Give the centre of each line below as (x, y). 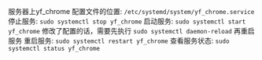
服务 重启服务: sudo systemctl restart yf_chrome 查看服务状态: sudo (119, 41)
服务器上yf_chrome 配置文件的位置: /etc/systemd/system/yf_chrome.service (131, 11)
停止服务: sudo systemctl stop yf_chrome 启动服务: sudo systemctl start (127, 21)
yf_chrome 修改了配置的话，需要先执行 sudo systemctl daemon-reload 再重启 (131, 31)
